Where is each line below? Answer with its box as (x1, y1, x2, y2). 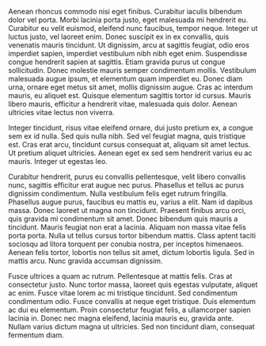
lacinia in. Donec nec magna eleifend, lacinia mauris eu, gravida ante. (8, 314, 234, 323)
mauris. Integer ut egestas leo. (8, 157, 108, 165)
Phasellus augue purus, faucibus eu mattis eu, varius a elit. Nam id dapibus (8, 197, 253, 207)
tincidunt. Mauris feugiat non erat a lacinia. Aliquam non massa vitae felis (8, 222, 247, 232)
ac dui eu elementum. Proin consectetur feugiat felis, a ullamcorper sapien (8, 305, 251, 314)
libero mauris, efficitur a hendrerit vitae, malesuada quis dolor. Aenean (8, 99, 237, 108)
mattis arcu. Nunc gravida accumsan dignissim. (8, 257, 163, 265)
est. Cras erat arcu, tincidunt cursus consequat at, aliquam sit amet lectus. (8, 140, 251, 149)
